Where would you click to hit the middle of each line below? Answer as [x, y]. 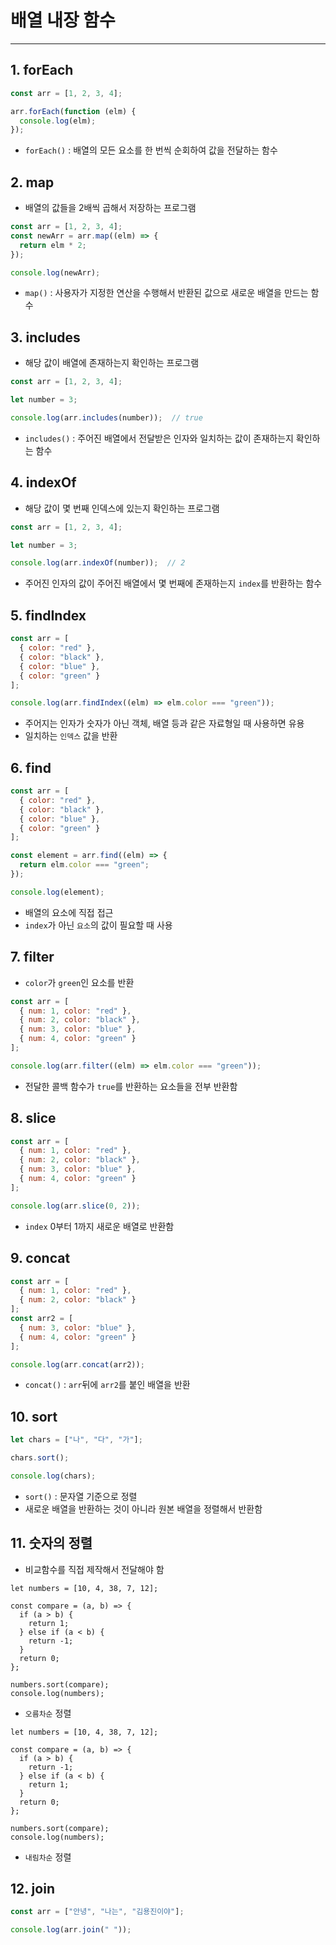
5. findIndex [48, 615]
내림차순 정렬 [48, 1857]
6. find [31, 767]
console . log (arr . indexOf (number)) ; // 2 [98, 563]
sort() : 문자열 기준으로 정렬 [81, 1496]
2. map [32, 182]
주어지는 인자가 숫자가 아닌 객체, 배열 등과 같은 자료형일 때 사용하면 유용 [164, 723]
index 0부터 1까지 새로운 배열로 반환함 [99, 1226]
